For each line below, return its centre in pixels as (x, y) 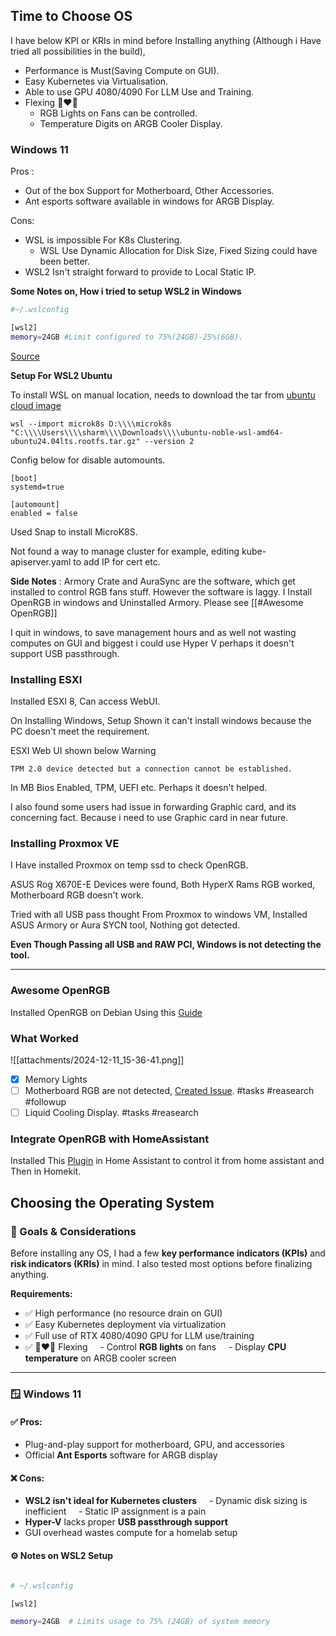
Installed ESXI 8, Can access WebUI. (85, 701)
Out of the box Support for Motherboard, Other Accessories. (149, 191)
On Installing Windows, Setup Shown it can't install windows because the (161, 721)
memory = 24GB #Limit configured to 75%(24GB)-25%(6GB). (127, 337)
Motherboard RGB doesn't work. (77, 895)
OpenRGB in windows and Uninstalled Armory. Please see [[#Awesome (157, 602)
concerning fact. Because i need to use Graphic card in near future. (149, 818)
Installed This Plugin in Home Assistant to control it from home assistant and (167, 1161)
